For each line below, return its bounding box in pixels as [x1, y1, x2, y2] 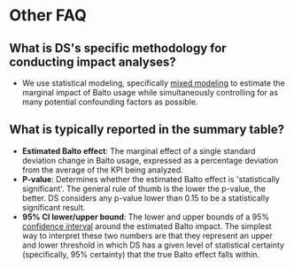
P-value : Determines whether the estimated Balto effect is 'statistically [21, 173, 281, 184]
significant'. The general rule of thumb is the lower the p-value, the [21, 183, 267, 194]
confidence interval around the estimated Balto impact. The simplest [21, 220, 272, 231]
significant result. [21, 202, 86, 212]
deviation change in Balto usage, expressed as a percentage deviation [21, 155, 279, 165]
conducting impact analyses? [9, 54, 176, 69]
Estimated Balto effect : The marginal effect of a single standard [21, 145, 256, 156]
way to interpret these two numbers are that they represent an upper [21, 230, 273, 241]
